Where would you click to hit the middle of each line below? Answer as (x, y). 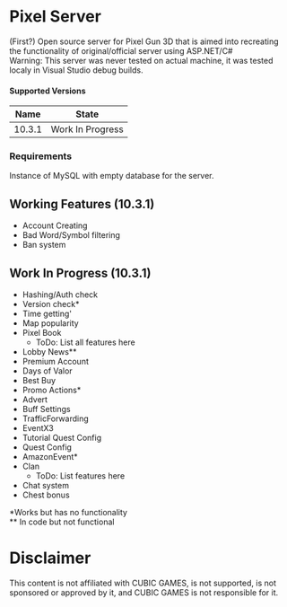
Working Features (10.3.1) (82, 204)
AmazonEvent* (50, 457)
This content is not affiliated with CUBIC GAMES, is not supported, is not (143, 583)
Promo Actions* (52, 390)
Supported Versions (48, 91)
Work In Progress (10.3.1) (80, 273)
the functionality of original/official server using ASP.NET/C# (121, 50)
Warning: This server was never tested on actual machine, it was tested (141, 60)
